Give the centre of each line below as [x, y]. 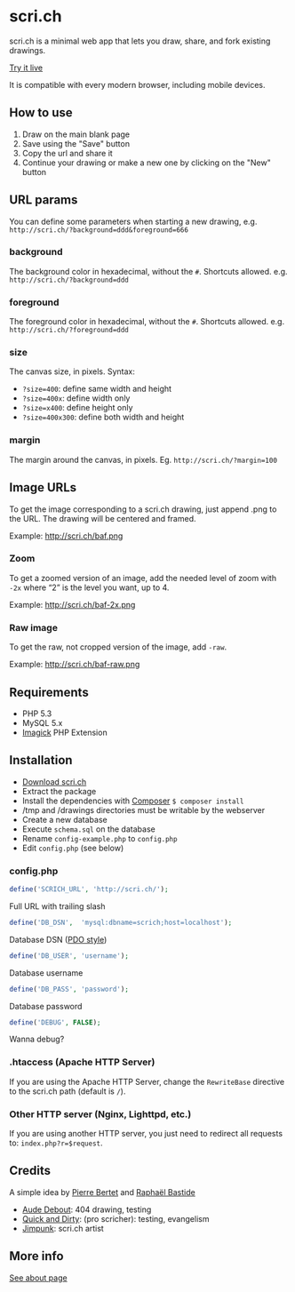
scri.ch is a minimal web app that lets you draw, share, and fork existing [140, 41]
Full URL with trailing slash [57, 906]
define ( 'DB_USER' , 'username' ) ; [69, 956]
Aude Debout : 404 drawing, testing [87, 1209]
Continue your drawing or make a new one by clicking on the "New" [146, 163]
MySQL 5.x [42, 722]
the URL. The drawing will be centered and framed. [103, 518]
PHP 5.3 [37, 714]
